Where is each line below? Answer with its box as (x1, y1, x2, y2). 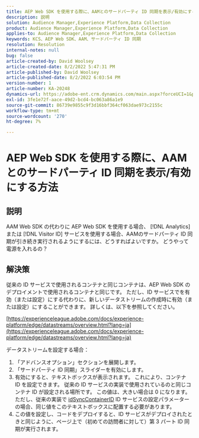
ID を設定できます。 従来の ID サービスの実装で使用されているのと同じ (14, 381, 187, 388)
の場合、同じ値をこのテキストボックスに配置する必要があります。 (14, 403, 175, 410)
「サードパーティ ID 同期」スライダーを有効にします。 (14, 366, 147, 373)
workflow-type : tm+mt (6, 108, 60, 114)
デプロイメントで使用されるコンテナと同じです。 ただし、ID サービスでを (6, 288, 185, 295)
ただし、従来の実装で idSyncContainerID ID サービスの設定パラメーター (14, 395, 190, 402)
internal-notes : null (6, 47, 60, 53)
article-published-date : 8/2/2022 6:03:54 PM (6, 75, 120, 80)
